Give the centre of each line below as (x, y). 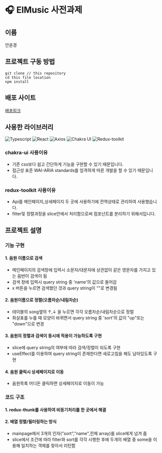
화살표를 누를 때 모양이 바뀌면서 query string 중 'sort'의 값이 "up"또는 (78, 318)
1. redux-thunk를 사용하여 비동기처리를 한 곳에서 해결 (56, 410)
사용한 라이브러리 (29, 127)
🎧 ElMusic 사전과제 (44, 10)
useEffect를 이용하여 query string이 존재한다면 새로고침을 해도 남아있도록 (82, 353)
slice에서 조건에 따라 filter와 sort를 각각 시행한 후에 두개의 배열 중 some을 (82, 439)
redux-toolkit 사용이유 (30, 190)
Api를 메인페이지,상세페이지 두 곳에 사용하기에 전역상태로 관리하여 (74, 201)
